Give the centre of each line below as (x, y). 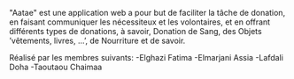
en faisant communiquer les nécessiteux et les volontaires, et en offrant (140, 22)
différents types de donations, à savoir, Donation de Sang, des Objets (136, 31)
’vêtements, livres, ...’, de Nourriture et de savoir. (97, 40)
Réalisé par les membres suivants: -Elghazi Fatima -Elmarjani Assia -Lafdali (146, 57)
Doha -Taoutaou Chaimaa (56, 67)
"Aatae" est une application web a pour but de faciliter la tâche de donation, (147, 13)
